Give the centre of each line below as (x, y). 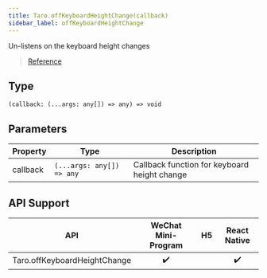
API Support (39, 203)
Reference (44, 61)
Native (238, 240)
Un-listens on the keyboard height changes (79, 45)
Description (194, 151)
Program (166, 245)
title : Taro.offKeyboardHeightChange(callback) (89, 16)
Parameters (38, 129)
